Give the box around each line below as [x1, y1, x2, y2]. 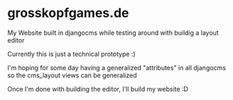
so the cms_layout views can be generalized [7, 71, 137, 79]
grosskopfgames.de [7, 5, 129, 21]
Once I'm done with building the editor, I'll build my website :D [7, 84, 188, 93]
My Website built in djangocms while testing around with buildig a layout [7, 28, 219, 37]
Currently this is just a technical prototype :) [7, 50, 136, 58]
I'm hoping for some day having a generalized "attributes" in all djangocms [7, 63, 226, 72]
